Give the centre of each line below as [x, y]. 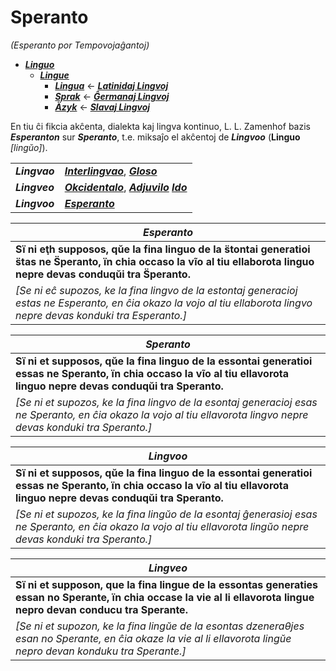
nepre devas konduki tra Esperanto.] [101, 315]
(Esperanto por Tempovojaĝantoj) [80, 45]
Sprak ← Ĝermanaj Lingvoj [112, 96]
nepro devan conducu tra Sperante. [101, 609]
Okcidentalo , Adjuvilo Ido [126, 187]
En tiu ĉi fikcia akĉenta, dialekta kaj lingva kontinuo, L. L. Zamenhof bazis [160, 126]
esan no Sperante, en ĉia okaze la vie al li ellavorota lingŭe [153, 638]
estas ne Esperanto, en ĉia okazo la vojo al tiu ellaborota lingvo [164, 303]
